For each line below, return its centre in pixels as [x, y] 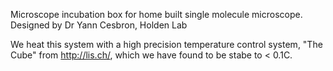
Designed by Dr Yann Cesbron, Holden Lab [99, 25]
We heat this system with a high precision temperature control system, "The [166, 44]
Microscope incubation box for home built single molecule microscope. [156, 14]
